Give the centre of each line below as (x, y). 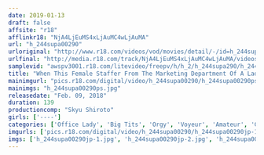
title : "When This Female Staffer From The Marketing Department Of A (126, 74)
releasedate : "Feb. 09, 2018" (58, 96)
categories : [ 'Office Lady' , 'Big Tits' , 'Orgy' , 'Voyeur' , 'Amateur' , (128, 124)
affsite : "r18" (33, 30)
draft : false (29, 23)
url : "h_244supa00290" (45, 45)
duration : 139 (31, 103)
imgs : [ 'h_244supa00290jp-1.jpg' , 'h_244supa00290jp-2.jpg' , (110, 139)
